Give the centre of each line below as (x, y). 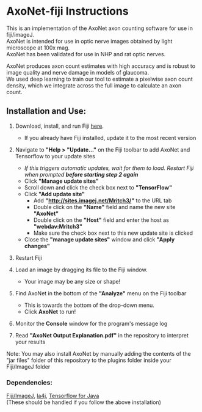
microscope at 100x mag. (38, 48)
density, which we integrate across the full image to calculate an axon (94, 85)
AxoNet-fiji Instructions (68, 11)
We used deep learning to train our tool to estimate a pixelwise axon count (100, 79)
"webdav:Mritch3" (58, 226)
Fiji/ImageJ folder (28, 366)
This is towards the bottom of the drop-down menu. (89, 305)
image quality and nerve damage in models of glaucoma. (78, 72)
